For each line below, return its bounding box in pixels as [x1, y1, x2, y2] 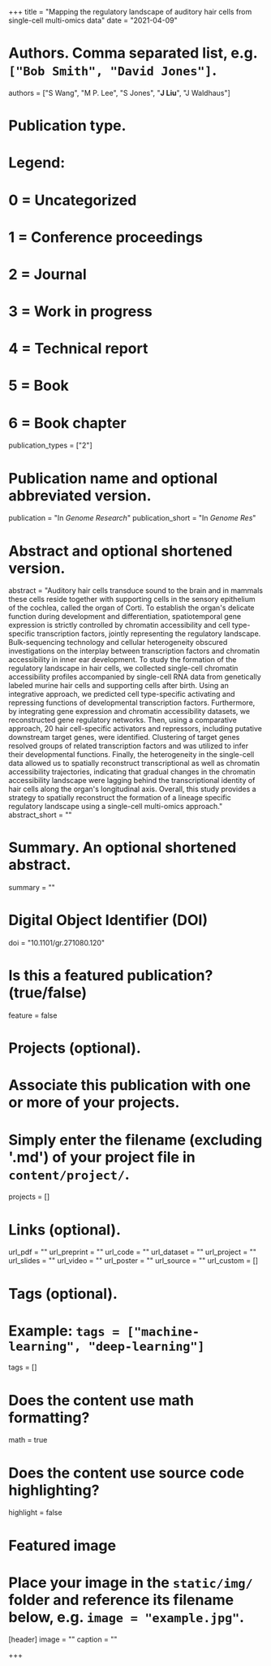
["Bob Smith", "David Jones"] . [8, 61, 217, 80]
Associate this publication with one [8, 1076, 252, 1095]
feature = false [8, 1010, 58, 1020]
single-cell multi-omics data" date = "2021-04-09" [8, 15, 178, 25]
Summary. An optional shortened [8, 838, 237, 857]
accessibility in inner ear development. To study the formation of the [8, 655, 237, 664]
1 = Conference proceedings [8, 227, 203, 246]
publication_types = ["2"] [8, 440, 92, 450]
